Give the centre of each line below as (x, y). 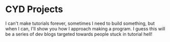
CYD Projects (34, 9)
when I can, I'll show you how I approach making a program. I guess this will (85, 28)
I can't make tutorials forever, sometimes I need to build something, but (80, 23)
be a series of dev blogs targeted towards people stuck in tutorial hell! (79, 34)
